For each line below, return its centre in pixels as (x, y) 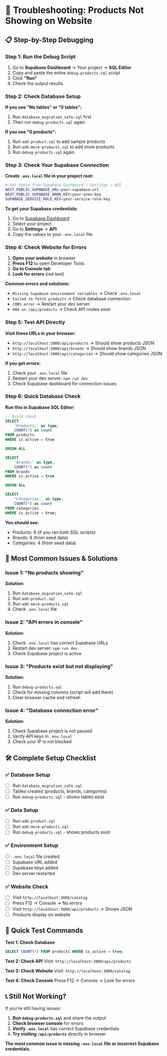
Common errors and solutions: (37, 284)
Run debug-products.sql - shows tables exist (58, 797)
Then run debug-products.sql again (49, 122)
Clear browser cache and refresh (46, 697)
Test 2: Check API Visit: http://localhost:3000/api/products (68, 961)
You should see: (22, 522)
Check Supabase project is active (47, 653)
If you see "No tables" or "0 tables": (44, 107)
